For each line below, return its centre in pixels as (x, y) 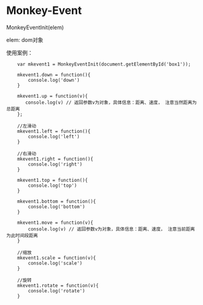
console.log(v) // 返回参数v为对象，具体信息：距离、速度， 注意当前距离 (111, 229)
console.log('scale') (55, 263)
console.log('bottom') (57, 207)
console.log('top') (53, 186)
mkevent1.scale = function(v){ (57, 258)
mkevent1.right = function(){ (55, 159)
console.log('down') (54, 80)
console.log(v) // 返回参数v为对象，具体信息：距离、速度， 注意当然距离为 (111, 102)
